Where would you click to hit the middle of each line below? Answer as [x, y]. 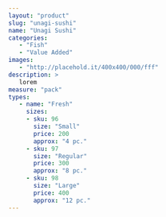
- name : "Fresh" [46, 104]
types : [19, 97]
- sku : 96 [42, 119]
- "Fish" [33, 45]
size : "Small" [57, 126]
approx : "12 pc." [62, 200]
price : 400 [51, 193]
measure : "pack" [35, 89]
